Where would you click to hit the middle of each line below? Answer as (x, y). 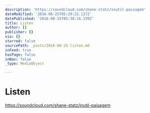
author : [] (16, 28)
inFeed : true (18, 50)
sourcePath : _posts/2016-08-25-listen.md (47, 46)
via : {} (13, 37)
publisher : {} (19, 32)
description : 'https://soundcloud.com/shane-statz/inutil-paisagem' (75, 9)
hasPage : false (20, 55)
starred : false (20, 41)
